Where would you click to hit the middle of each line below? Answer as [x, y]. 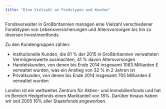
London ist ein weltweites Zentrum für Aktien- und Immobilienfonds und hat [83, 90]
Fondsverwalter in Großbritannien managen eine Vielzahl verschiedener [79, 24]
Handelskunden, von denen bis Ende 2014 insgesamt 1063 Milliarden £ [85, 64]
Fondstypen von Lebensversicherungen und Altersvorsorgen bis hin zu [78, 29]
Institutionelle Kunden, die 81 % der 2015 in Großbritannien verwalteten [85, 54]
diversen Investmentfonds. [32, 34]
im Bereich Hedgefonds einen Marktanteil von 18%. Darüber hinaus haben [81, 95]
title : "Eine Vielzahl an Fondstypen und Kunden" [58, 10]
